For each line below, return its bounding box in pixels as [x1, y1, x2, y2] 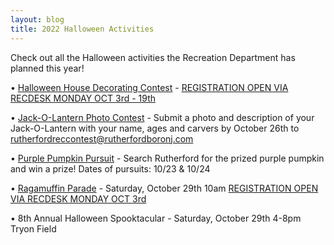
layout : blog [10, 14, 65, 25]
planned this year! [10, 62, 85, 74]
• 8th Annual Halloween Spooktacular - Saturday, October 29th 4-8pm [10, 212, 302, 224]
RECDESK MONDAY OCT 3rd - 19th [10, 92, 157, 104]
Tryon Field [10, 222, 57, 235]
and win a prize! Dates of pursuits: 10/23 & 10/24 [10, 162, 211, 175]
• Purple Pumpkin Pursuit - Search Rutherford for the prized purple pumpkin [10, 152, 325, 164]
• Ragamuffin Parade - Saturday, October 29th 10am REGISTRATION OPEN [10, 182, 319, 194]
